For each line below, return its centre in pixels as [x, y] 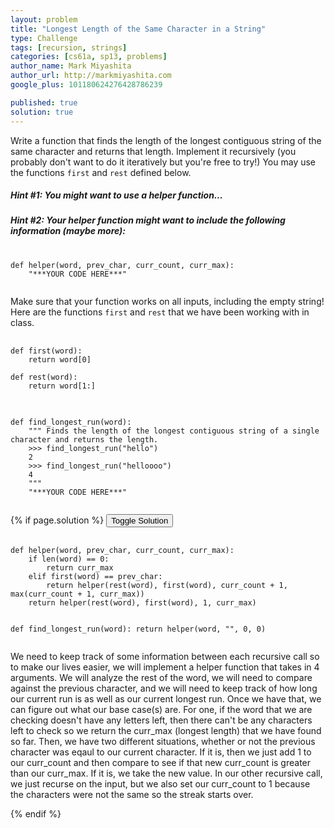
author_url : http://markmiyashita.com [91, 76]
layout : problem [44, 19]
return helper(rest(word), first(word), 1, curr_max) [142, 602]
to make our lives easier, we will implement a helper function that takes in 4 [165, 667]
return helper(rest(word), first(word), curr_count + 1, [167, 585]
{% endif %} [36, 813]
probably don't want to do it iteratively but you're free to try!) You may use [163, 162]
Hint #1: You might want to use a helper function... [116, 195]
